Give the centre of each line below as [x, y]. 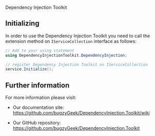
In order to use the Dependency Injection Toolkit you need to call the [78, 36]
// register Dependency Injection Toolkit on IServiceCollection [76, 64]
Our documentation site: [38, 107]
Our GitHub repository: [37, 123]
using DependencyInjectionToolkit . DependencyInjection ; [66, 55]
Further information [37, 85]
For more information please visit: [41, 98]
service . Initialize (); [30, 69]
